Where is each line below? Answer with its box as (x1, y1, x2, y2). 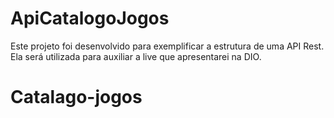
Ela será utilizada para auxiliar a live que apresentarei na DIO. (10, 50, 262, 62)
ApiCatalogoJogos (10, 7, 170, 30)
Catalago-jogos (10, 86, 143, 109)
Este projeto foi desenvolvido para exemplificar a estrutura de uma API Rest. (10, 40, 325, 52)
